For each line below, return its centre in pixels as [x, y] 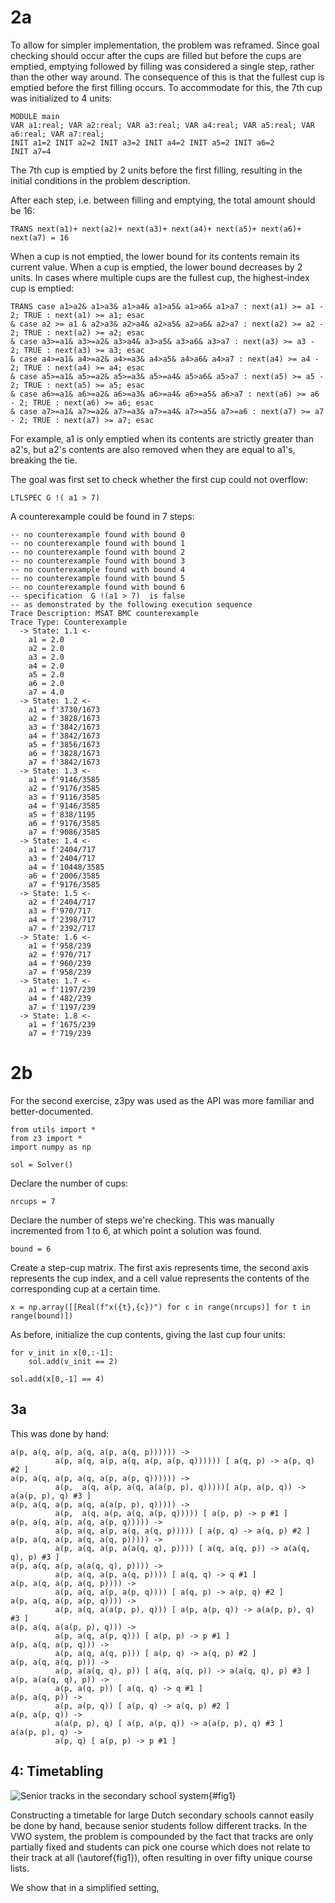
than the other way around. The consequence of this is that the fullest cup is [167, 77]
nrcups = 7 [33, 1201]
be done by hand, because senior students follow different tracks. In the [159, 1825]
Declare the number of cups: [69, 1183]
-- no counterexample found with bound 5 [98, 578]
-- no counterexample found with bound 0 [98, 534]
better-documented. [52, 1111]
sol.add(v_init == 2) [73, 1361]
